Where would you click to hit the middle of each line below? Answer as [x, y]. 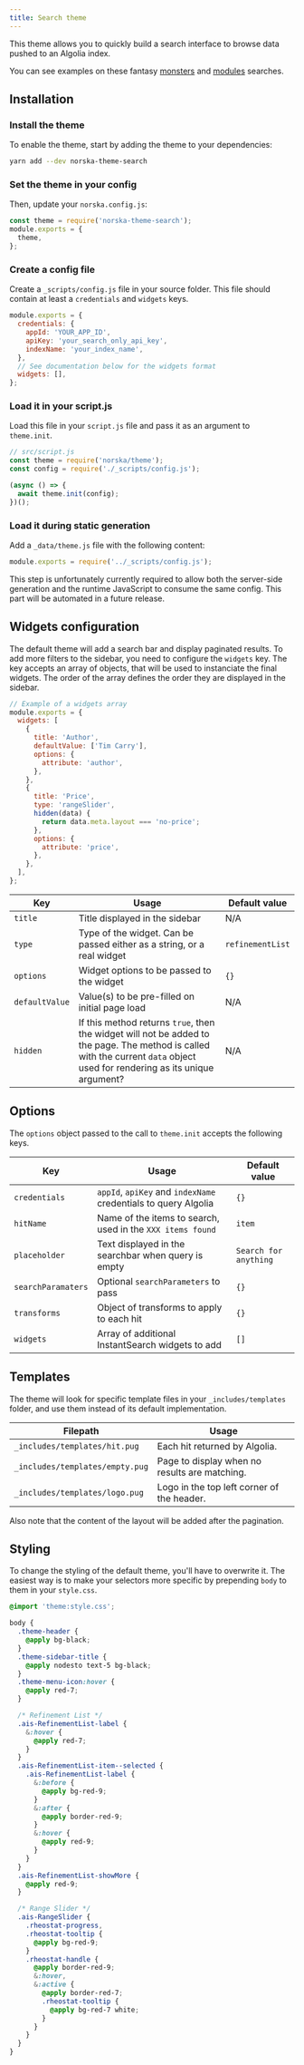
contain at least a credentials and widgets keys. [99, 299]
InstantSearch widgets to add [159, 1344]
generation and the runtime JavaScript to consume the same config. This [146, 588]
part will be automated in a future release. [87, 598]
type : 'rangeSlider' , [74, 805]
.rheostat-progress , [64, 1925]
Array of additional [136, 1333]
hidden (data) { [62, 814]
